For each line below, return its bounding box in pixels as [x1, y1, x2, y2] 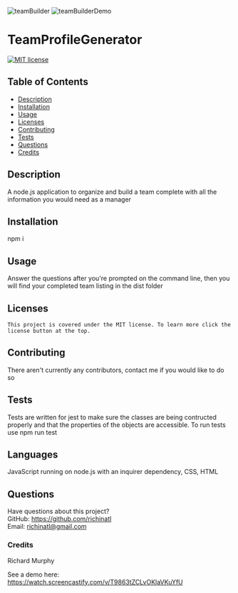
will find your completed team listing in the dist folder [7, 282, 164, 290]
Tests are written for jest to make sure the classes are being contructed [7, 413, 217, 421]
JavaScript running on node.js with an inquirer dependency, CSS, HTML [7, 468, 219, 476]
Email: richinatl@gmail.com [7, 522, 87, 531]
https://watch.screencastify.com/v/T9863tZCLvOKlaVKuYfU [7, 577, 183, 586]
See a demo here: [7, 570, 60, 579]
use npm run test [7, 428, 58, 436]
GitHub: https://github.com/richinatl [7, 515, 112, 523]
